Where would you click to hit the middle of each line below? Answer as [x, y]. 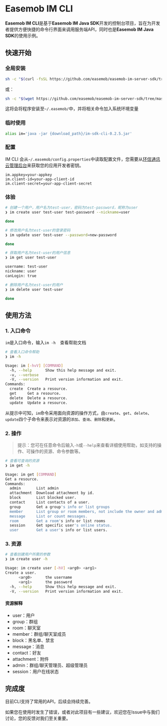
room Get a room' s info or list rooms [58, 521]
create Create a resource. [39, 389]
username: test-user [27, 267]
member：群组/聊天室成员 [39, 634]
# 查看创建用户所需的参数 [28, 554]
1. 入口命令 [18, 331]
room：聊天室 [26, 628]
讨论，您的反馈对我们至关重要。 [38, 719]
